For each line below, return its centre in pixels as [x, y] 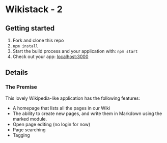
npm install [25, 46]
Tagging [21, 135]
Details [17, 73]
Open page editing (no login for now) [51, 124]
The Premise [21, 87]
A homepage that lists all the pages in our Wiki [61, 108]
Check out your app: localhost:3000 [50, 56]
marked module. [30, 119]
